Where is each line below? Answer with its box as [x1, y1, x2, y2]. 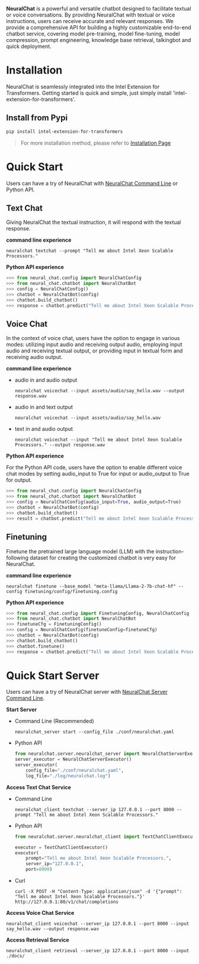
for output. [6, 476, 33, 483]
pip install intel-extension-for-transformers [6, 129, 123, 134]
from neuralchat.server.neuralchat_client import [14, 834, 140, 840]
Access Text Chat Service [6, 783, 71, 790]
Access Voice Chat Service [6, 909, 75, 917]
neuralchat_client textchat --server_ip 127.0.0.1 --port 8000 [14, 806, 175, 812]
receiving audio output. [6, 354, 63, 361]
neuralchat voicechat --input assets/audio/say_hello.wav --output [14, 388, 185, 394]
